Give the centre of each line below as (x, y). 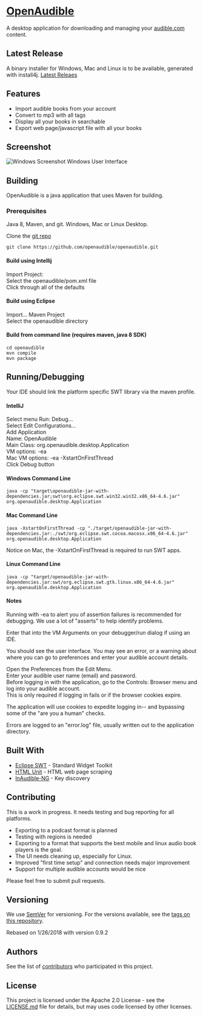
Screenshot (29, 147)
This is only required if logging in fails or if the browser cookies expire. (94, 695)
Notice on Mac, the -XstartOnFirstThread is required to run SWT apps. (94, 550)
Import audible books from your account (65, 108)
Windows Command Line (38, 478)
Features (23, 94)
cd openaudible (25, 348)
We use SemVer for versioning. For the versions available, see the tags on (98, 914)
